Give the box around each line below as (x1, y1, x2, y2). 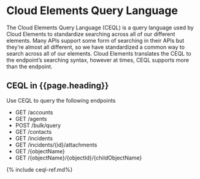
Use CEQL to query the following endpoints (6, 97, 116, 104)
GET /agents (15, 115, 47, 122)
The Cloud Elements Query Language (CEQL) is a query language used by (6, 24, 194, 31)
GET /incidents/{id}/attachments (15, 141, 98, 148)
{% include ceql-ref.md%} (6, 166, 73, 173)
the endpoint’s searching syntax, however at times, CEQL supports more (6, 56, 189, 64)
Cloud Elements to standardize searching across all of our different (6, 30, 175, 37)
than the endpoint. (6, 62, 53, 70)
